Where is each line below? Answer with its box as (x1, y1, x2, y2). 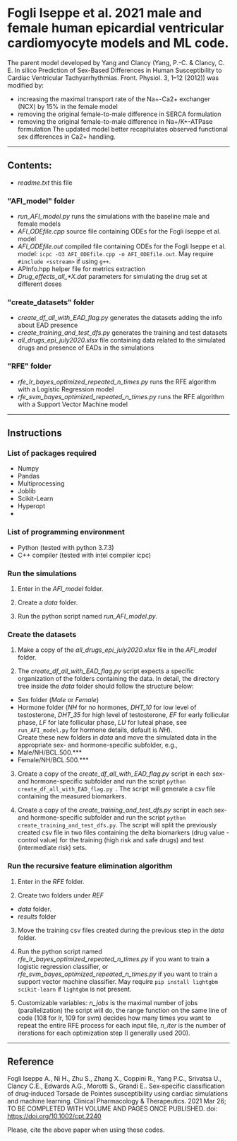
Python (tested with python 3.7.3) (17, 543, 114, 551)
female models (17, 219, 61, 228)
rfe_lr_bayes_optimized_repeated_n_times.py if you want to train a (17, 954, 210, 963)
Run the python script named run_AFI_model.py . (17, 612, 158, 620)
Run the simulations (7, 568, 78, 578)
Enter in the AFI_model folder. (17, 584, 104, 592)
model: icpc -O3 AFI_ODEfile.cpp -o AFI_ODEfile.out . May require (17, 250, 214, 258)
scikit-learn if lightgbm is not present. (17, 985, 132, 993)
